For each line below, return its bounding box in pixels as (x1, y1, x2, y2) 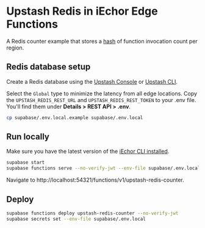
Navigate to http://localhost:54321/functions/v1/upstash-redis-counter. (6, 176, 184, 184)
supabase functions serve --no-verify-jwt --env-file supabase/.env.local (6, 165, 201, 172)
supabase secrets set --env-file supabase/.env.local (6, 216, 146, 222)
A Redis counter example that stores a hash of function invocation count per (6, 37, 198, 45)
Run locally (6, 131, 50, 142)
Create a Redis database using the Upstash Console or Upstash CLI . (6, 78, 178, 85)
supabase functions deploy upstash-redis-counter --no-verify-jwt (6, 210, 179, 216)
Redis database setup (6, 62, 91, 72)
